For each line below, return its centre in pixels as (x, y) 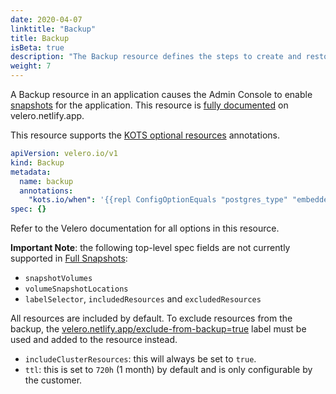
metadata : (31, 172)
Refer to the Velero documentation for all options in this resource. (145, 228)
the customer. (53, 380)
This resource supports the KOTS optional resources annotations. (145, 135)
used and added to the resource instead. (94, 340)
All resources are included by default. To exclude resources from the (151, 318)
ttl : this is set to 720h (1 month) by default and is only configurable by (168, 370)
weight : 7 (31, 66)
